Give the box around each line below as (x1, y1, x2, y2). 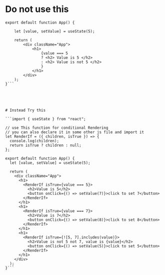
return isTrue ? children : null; (9, 143, 81, 148)
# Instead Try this (5, 108, 46, 113)
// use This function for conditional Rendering (5, 125, 108, 130)
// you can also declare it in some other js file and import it (5, 129, 144, 135)
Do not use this (5, 4, 69, 15)
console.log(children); (9, 138, 59, 143)
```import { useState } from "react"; (5, 116, 86, 121)
